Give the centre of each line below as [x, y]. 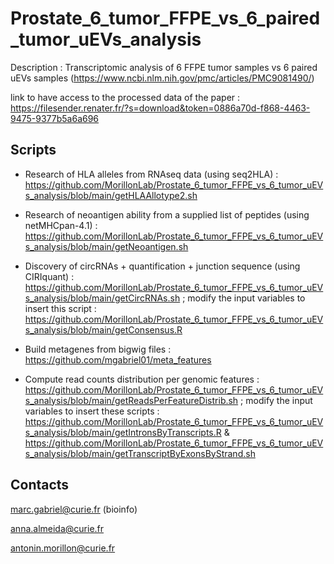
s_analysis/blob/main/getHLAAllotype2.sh [111, 195]
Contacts [40, 485]
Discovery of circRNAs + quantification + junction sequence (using [162, 266]
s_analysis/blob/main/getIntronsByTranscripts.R [123, 432]
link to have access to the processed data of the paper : [125, 97]
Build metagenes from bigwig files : [98, 349]
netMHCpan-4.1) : [61, 225]
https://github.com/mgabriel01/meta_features [118, 359]
